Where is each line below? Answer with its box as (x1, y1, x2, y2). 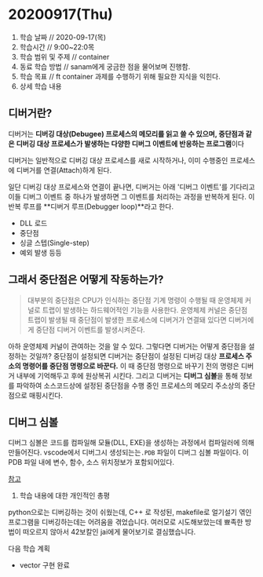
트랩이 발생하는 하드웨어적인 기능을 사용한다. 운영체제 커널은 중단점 (42, 305, 248, 315)
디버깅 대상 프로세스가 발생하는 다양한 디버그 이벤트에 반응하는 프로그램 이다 (16, 139, 245, 148)
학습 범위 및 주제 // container (19, 52, 110, 61)
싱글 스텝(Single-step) (19, 238, 90, 247)
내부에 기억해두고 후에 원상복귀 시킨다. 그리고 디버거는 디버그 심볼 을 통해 (16, 371, 238, 380)
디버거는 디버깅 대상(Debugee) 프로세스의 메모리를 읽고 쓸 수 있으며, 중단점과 (8, 129, 245, 138)
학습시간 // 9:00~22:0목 (19, 42, 95, 52)
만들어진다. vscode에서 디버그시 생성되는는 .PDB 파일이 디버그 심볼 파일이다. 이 (8, 447, 250, 457)
